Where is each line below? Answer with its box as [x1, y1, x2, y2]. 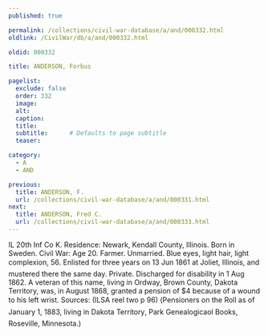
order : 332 [15, 92, 52, 100]
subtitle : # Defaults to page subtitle [15, 129, 167, 137]
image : [15, 99, 38, 107]
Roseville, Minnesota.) [8, 318, 82, 328]
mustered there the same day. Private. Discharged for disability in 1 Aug [8, 269, 245, 278]
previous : [8, 180, 42, 188]
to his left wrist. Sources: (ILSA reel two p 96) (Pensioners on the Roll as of [8, 294, 255, 305]
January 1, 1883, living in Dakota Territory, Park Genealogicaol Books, [8, 306, 238, 317]
